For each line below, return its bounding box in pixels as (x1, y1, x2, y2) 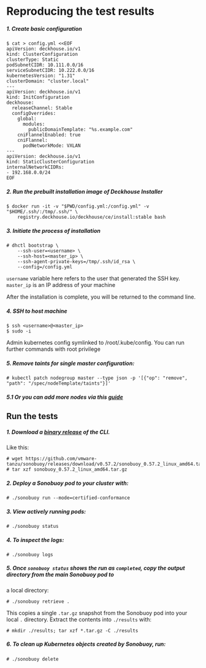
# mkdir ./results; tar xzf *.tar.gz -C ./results (6, 627, 139, 634)
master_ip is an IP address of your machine (6, 281, 115, 289)
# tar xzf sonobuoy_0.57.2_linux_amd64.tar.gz (6, 466, 128, 473)
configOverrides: (12, 111, 56, 117)
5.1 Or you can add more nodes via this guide (6, 393, 124, 401)
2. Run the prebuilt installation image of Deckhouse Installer (6, 187, 163, 195)
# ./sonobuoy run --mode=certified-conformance (6, 495, 131, 501)
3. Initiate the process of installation (6, 227, 101, 234)
